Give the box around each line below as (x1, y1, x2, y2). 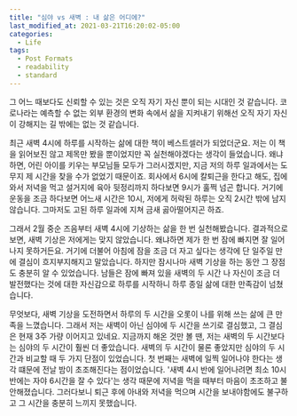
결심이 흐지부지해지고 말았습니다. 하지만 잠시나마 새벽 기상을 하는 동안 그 (18, 256, 270, 267)
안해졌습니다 (9, 386, 53, 396)
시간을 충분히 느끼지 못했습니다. (27, 397, 137, 408)
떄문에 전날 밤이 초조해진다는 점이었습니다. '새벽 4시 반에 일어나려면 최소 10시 (18, 364, 287, 374)
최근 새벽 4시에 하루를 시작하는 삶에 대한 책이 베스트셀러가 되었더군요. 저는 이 (9, 137, 277, 148)
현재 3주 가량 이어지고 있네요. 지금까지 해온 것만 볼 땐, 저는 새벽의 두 (18, 331, 254, 341)
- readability (17, 63, 69, 72)
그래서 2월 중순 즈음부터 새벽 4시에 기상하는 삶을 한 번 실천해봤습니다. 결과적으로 (9, 223, 288, 234)
